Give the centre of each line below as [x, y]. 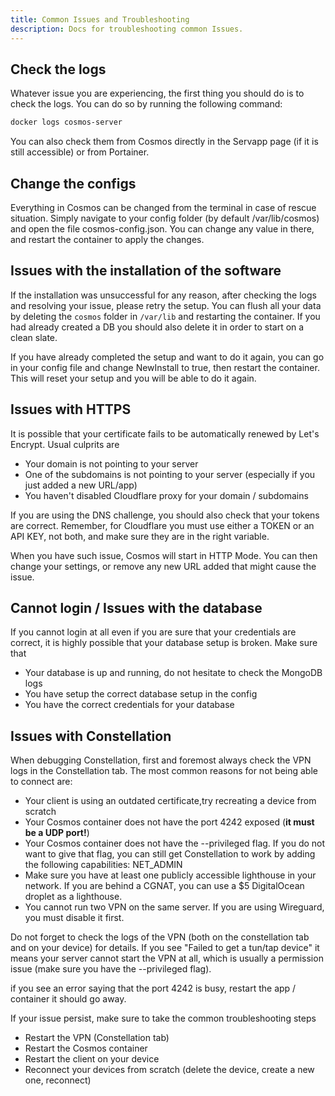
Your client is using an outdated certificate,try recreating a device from [170, 801]
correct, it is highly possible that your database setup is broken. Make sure [164, 643]
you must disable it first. [74, 918]
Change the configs [73, 183]
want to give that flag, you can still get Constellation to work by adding [170, 854]
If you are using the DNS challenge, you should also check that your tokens [165, 515]
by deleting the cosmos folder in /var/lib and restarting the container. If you [165, 316]
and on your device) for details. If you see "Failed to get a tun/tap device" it [165, 948]
